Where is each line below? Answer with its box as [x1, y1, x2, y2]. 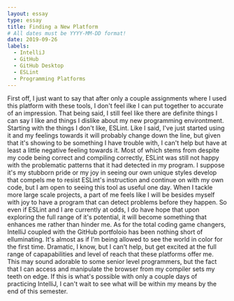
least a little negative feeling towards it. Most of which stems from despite [7, 146, 220, 154]
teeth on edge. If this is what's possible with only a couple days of [7, 272, 198, 281]
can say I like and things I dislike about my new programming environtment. [7, 117, 224, 125]
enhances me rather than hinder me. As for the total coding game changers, [7, 221, 226, 229]
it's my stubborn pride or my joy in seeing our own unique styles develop [7, 168, 217, 177]
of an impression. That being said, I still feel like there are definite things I [7, 109, 218, 117]
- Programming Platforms [13, 75, 86, 82]
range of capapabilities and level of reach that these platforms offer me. [7, 250, 214, 258]
